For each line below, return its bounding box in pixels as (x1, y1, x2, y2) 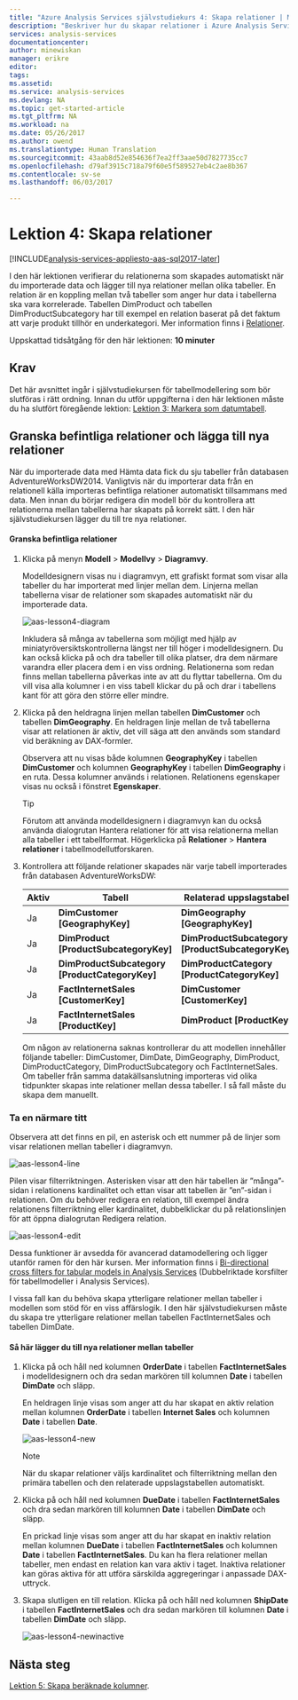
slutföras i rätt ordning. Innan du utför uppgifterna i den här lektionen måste (9, 393, 285, 404)
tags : (9, 71, 29, 80)
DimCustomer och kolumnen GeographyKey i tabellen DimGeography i (21, 762, 286, 772)
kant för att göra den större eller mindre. (21, 690, 169, 700)
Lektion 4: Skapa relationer (9, 224, 213, 244)
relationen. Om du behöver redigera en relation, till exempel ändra (9, 1195, 249, 1206)
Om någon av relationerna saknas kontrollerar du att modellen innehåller (21, 1042, 286, 1053)
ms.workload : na (9, 121, 69, 130)
